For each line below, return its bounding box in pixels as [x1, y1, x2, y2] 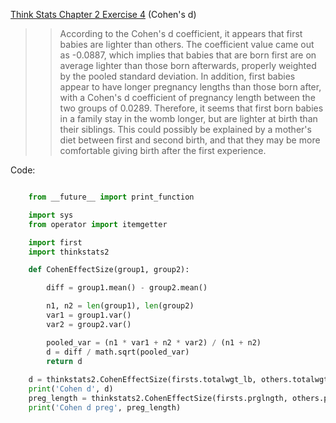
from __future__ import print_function [28, 192, 195, 202]
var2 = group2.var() [46, 319, 132, 329]
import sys [28, 210, 74, 220]
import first [28, 237, 83, 248]
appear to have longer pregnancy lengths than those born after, [59, 81, 322, 93]
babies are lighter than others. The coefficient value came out [59, 39, 315, 50]
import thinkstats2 [28, 247, 110, 257]
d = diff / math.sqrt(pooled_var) [46, 347, 190, 357]
